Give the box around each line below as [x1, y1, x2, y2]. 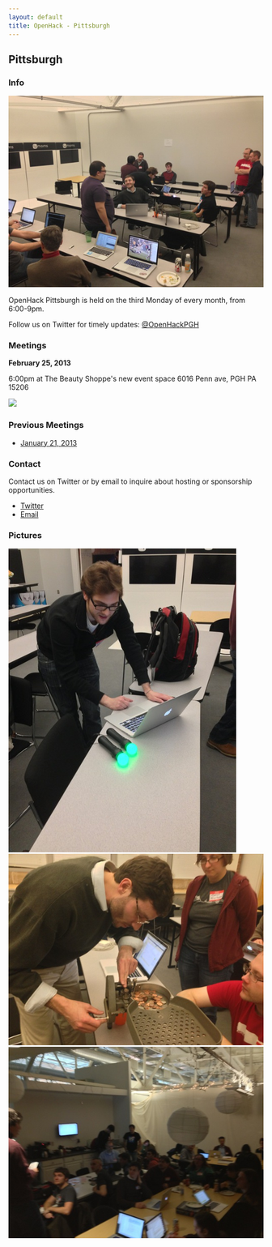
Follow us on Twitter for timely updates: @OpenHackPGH [8, 320, 200, 330]
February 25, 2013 [8, 358, 71, 368]
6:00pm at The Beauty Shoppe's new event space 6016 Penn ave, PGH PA [8, 374, 257, 384]
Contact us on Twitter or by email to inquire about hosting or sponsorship [8, 476, 253, 486]
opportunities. [8, 485, 55, 495]
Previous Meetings [8, 420, 84, 431]
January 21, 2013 [19, 438, 78, 447]
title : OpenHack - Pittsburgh [8, 21, 111, 30]
